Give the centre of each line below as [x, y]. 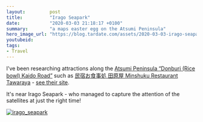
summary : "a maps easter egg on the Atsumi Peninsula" [86, 29]
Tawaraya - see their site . [38, 82]
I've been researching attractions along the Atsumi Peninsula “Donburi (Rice [101, 68]
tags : [13, 46]
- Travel [17, 51]
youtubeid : [20, 40]
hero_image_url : [27, 34]
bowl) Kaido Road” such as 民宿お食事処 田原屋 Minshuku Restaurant [92, 75]
